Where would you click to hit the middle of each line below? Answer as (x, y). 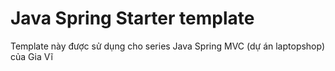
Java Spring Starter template (132, 18)
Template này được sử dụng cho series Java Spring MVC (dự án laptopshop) (168, 46)
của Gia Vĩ (31, 56)
